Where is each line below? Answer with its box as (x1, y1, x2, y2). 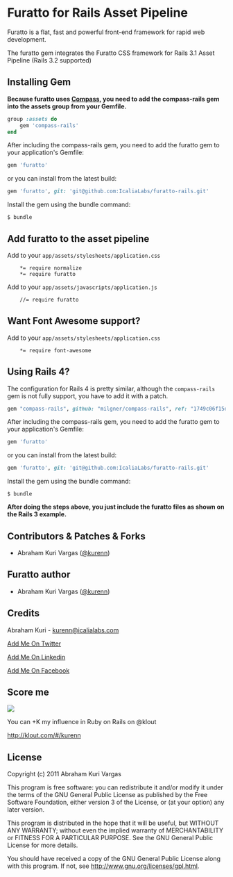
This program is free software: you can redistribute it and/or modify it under (7, 783, 223, 792)
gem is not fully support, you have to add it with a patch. (7, 391, 169, 400)
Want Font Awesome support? (7, 315, 141, 327)
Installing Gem (7, 76, 71, 88)
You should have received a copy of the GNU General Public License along (7, 855, 221, 863)
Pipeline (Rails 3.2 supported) (7, 56, 92, 64)
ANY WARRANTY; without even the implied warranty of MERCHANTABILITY (7, 826, 224, 835)
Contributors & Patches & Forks (7, 530, 146, 542)
